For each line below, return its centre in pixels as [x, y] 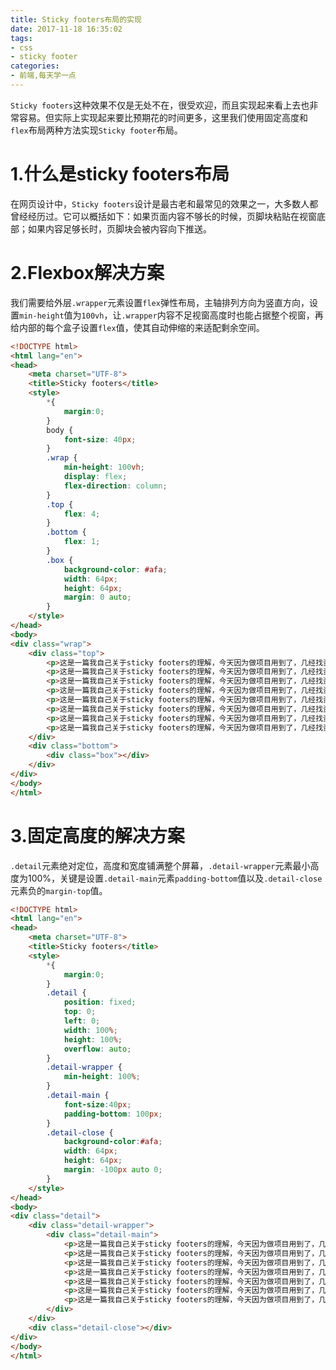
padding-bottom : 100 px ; [113, 1114]
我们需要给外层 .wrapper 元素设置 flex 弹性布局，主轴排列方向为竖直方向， [160, 302]
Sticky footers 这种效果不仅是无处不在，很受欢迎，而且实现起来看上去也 [160, 105]
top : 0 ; [80, 1012]
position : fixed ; [100, 1002]
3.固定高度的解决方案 [97, 835]
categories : [35, 66]
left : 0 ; [82, 1021]
